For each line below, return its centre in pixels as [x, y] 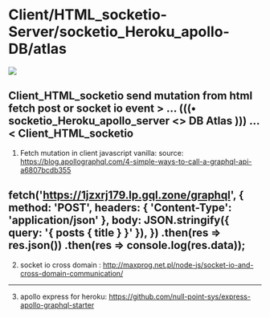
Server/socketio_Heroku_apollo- [119, 32]
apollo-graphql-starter [57, 305]
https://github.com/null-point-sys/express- [180, 296]
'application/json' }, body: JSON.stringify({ [119, 220]
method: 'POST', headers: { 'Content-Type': [120, 208]
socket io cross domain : [61, 265]
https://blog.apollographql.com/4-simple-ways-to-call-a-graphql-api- [136, 161]
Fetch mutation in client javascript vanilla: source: [102, 153]
